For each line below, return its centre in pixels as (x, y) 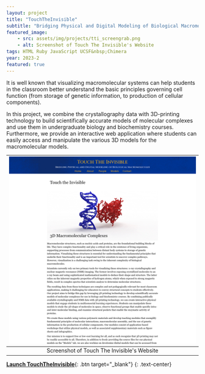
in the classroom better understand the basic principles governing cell (95, 89)
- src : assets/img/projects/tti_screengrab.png (79, 39)
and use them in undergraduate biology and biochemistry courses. (90, 127)
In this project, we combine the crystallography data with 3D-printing (93, 114)
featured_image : (27, 32)
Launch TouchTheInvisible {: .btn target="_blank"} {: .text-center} (89, 364)
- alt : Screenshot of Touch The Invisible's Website (86, 45)
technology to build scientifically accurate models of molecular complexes (100, 120)
